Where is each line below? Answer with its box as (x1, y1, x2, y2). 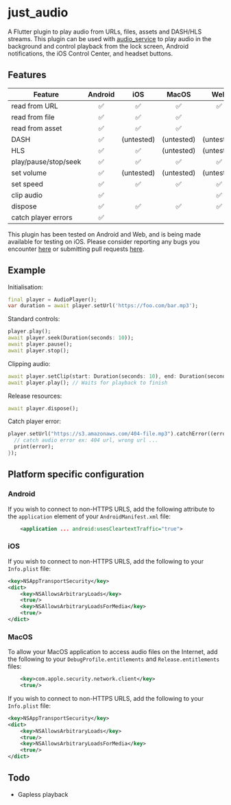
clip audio (11, 190, 43, 200)
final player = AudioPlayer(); (8, 296, 97, 303)
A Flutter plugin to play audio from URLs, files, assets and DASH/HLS (8, 27, 202, 36)
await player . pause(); (8, 341, 73, 348)
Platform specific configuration (8, 468, 145, 481)
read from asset (11, 123, 62, 133)
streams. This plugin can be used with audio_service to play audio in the (8, 34, 212, 43)
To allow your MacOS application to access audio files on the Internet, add (8, 648, 218, 656)
